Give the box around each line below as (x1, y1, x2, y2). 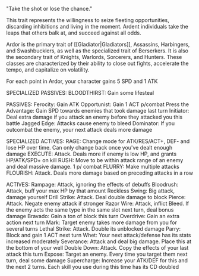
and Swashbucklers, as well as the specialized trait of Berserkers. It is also (6, 47, 189, 54)
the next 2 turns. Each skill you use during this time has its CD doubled (6, 263, 179, 270)
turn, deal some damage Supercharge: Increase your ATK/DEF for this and (6, 257, 188, 264)
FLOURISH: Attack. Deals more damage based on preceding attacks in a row (6, 169, 194, 176)
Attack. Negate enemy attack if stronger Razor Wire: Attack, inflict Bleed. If (6, 200, 189, 207)
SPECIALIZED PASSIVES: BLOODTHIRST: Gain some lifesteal (6, 89, 154, 96)
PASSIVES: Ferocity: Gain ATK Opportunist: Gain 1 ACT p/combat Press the (6, 101, 189, 108)
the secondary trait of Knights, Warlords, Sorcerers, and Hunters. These (6, 54, 182, 60)
